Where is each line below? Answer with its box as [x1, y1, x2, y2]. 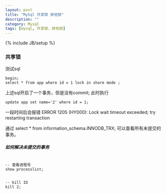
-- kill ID [5, 180, 28, 185]
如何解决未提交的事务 [5, 144, 49, 150]
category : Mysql [5, 21, 39, 27]
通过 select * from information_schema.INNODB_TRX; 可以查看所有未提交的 [5, 125, 161, 132]
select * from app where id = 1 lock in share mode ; [5, 80, 121, 86]
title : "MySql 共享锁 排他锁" [5, 12, 64, 17]
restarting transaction [5, 115, 50, 121]
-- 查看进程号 [5, 162, 31, 168]
